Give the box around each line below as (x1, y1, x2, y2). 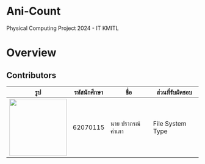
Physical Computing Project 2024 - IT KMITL (6, 24, 119, 32)
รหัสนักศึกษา (74, 88, 104, 96)
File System (153, 119, 187, 127)
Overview (6, 46, 57, 60)
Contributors (6, 70, 57, 80)
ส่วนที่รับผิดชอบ (156, 88, 192, 96)
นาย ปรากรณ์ (110, 119, 141, 127)
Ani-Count (6, 4, 61, 18)
